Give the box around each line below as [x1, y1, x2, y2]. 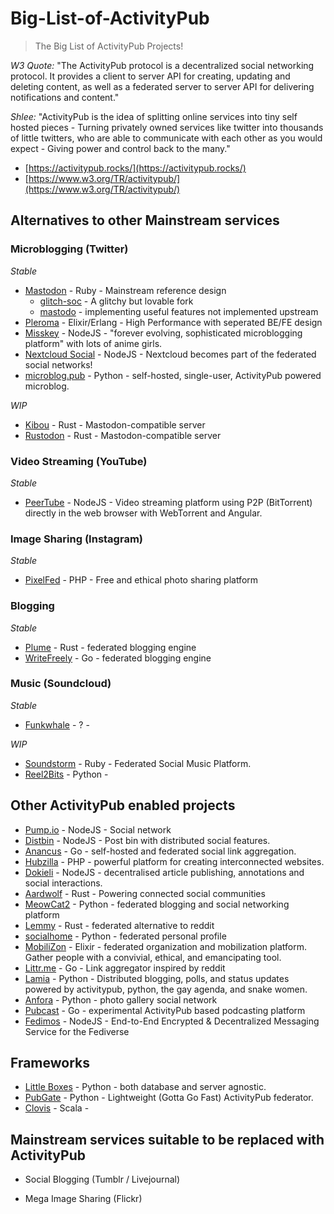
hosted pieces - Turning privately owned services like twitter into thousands [10, 121, 324, 133]
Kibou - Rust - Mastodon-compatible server [24, 418, 206, 431]
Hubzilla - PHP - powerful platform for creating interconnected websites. [24, 855, 325, 867]
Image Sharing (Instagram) [10, 532, 143, 546]
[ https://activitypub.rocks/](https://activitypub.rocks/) [24, 162, 247, 174]
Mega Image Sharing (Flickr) [24, 1193, 143, 1205]
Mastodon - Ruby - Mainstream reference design [24, 284, 227, 296]
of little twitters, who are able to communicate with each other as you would [10, 132, 323, 144]
